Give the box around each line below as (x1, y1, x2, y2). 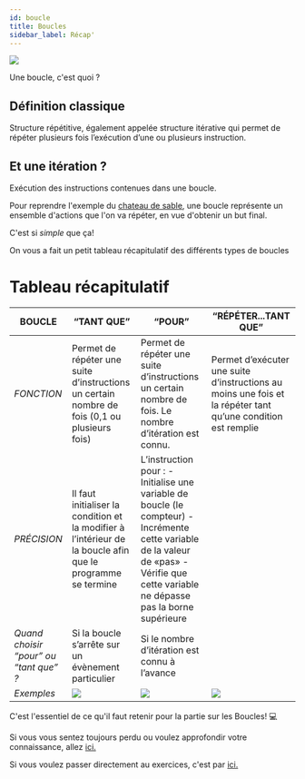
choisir (14, 637, 44, 650)
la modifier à (71, 521, 125, 534)
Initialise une (140, 476, 195, 488)
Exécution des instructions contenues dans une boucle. (9, 182, 217, 193)
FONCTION (14, 387, 63, 399)
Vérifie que (140, 567, 188, 579)
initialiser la (71, 498, 120, 511)
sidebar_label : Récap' (9, 30, 95, 39)
